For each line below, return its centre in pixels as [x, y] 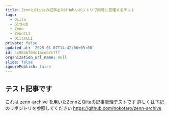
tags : [11, 15]
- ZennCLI [20, 34]
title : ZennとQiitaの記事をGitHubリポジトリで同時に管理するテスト [70, 10]
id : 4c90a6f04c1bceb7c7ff [33, 52]
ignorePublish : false [28, 67]
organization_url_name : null [36, 57]
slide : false [19, 62]
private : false [21, 43]
